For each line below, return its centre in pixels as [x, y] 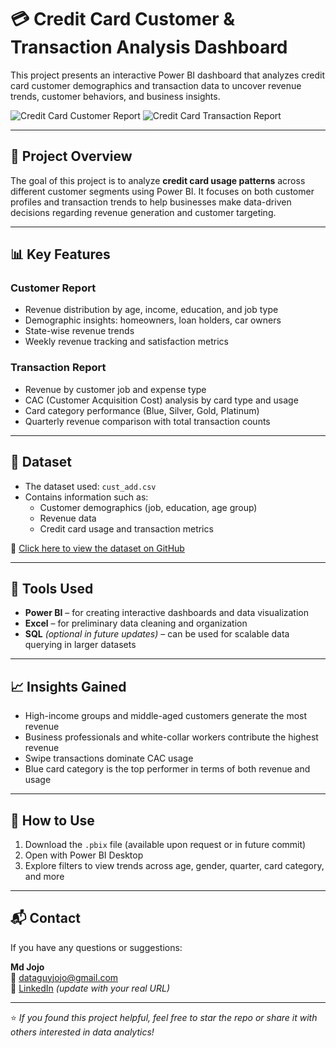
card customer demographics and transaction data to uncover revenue [156, 85]
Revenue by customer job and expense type [115, 389]
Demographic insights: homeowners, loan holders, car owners [153, 320]
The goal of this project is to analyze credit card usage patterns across [158, 180]
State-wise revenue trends [79, 331]
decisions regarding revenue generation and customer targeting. [143, 212]
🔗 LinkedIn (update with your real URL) [90, 988]
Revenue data [68, 518]
